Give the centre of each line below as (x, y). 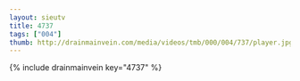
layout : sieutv (37, 17)
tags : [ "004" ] (36, 34)
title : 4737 (31, 26)
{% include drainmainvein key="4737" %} (86, 68)
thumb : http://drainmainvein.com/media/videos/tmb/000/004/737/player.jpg (151, 42)
